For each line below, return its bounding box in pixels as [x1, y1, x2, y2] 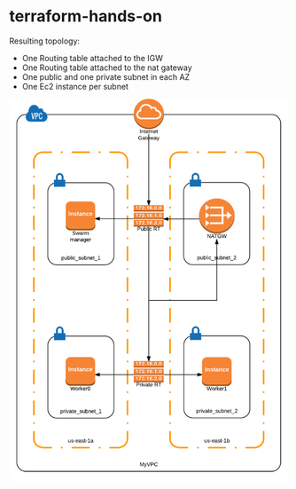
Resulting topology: [9, 35, 81, 46]
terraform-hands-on [9, 6, 162, 27]
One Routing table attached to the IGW [21, 52, 164, 63]
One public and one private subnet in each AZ [21, 71, 191, 82]
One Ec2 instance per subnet [21, 81, 129, 91]
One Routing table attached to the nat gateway [21, 62, 192, 73]
